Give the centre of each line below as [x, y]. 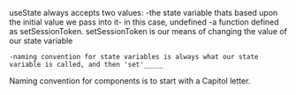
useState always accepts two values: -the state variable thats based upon [144, 13]
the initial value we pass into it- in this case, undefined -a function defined [144, 22]
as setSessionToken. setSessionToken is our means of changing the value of [148, 31]
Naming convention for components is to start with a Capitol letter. [130, 81]
